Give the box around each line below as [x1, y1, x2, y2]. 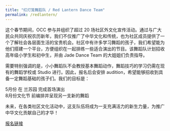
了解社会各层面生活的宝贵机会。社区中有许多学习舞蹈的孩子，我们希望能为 [9, 39, 165, 46]
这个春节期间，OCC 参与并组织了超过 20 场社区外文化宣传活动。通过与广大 [5, 26, 162, 33]
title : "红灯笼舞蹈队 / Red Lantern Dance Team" [5, 7, 105, 13]
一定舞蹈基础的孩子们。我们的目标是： [9, 75, 90, 81]
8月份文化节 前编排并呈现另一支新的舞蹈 [5, 92, 90, 99]
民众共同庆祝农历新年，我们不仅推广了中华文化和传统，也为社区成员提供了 [5, 33, 160, 39]
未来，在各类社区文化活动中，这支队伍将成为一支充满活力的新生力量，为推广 [5, 103, 165, 109]
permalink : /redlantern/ [5, 12, 58, 17]
